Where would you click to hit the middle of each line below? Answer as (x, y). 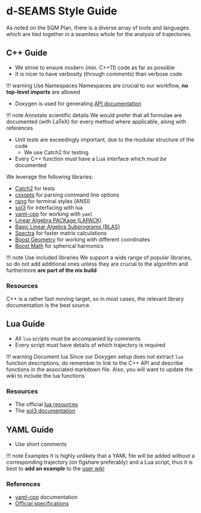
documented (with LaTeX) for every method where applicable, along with (96, 121)
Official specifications (42, 503)
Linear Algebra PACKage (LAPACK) (58, 220)
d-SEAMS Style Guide (62, 11)
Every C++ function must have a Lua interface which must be (91, 159)
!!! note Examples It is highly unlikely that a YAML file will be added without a (100, 455)
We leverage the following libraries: (50, 177)
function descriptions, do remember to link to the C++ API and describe (94, 363)
